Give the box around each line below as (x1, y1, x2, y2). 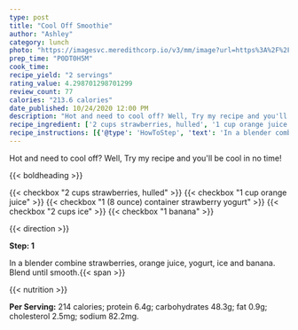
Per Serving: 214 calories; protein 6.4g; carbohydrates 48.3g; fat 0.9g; (9, 301, 268, 311)
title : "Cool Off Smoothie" (9, 21, 114, 30)
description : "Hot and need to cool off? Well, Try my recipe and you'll (9, 112, 288, 121)
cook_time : (9, 63, 50, 72)
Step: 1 (9, 240, 35, 251)
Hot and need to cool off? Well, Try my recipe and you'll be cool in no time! (9, 153, 282, 163)
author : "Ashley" (9, 29, 74, 38)
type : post (9, 12, 50, 22)
